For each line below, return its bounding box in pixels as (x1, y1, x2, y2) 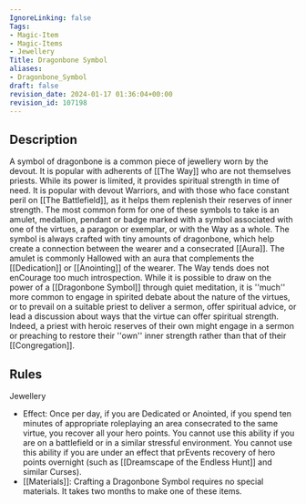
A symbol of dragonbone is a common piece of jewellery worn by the (9, 156, 269, 167)
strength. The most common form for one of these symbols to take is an (9, 204, 280, 215)
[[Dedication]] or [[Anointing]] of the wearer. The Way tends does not (9, 262, 270, 273)
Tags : (9, 22, 30, 31)
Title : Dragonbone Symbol (9, 56, 107, 65)
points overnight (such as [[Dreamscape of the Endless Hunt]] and (22, 457, 273, 468)
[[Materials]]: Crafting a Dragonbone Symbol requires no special (22, 476, 264, 487)
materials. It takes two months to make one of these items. (22, 486, 243, 497)
